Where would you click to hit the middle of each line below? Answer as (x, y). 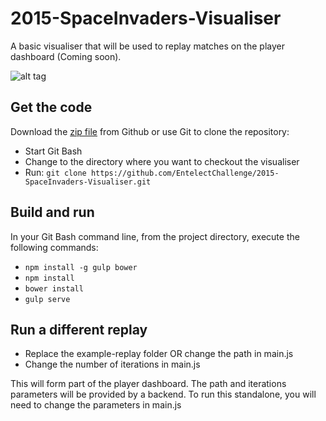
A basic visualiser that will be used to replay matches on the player (147, 46)
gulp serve (47, 299)
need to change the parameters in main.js (96, 405)
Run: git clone (55, 172)
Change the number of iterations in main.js (112, 364)
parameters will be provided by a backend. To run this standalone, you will (163, 394)
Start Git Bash (53, 151)
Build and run (52, 212)
